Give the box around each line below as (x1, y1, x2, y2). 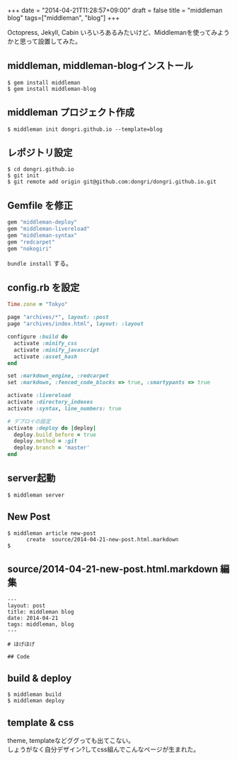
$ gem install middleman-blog (7, 85, 97, 92)
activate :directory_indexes (7, 398, 93, 406)
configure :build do (7, 333, 69, 340)
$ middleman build (7, 691, 62, 698)
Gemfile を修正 (7, 199, 73, 212)
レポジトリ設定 (7, 147, 73, 159)
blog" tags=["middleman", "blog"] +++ (7, 13, 120, 22)
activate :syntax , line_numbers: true (7, 405, 122, 412)
